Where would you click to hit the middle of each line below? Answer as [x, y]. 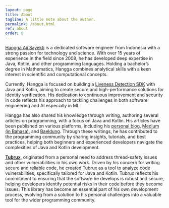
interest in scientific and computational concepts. [57, 74]
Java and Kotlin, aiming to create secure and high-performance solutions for [84, 89]
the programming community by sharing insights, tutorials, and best [76, 137]
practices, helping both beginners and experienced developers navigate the [84, 142]
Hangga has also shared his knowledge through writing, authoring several [82, 115]
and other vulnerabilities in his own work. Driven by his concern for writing [82, 162]
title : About [19, 15]
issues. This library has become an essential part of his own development [82, 189]
